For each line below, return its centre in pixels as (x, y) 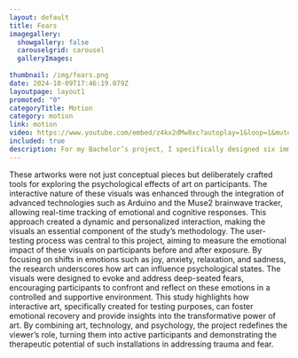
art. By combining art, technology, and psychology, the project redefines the (149, 325)
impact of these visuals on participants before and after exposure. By (136, 250)
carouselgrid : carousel (61, 51)
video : (21, 133)
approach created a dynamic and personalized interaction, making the (137, 222)
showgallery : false (53, 42)
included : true (37, 141)
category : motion (41, 116)
